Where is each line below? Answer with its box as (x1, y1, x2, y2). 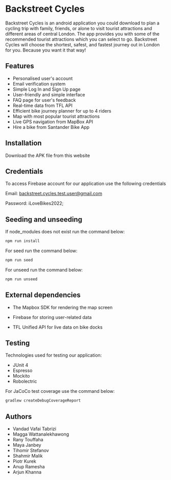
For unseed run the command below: (5, 266, 83, 273)
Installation (5, 139, 42, 148)
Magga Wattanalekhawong (12, 431, 69, 437)
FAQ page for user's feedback (12, 97, 76, 103)
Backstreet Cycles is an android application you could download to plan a (5, 20, 160, 26)
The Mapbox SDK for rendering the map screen (12, 304, 113, 310)
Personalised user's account (12, 75, 73, 82)
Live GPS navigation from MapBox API (12, 118, 93, 125)
